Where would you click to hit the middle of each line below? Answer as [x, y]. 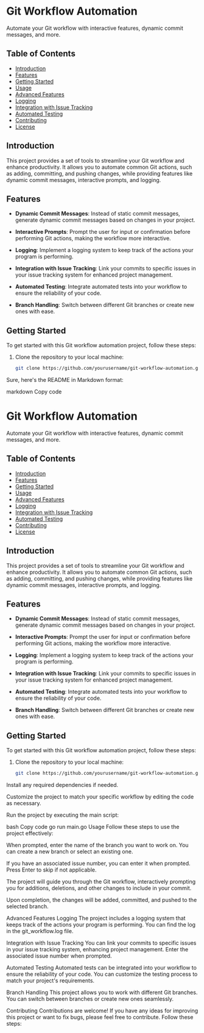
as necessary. [24, 803]
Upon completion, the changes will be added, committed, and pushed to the [102, 900]
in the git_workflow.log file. [40, 931]
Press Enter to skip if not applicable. [51, 870]
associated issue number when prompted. [59, 956]
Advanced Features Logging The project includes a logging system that [96, 918]
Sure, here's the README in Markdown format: [65, 380]
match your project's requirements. [51, 981]
